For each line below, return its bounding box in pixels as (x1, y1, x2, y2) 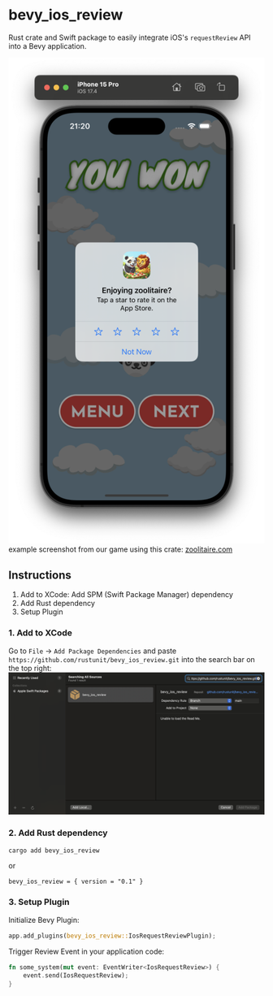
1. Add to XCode (8, 627, 73, 639)
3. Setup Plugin (8, 896, 71, 907)
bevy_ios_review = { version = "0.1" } (8, 877, 144, 886)
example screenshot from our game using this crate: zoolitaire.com (8, 544, 233, 554)
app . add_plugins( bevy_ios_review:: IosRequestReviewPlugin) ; (8, 932, 217, 940)
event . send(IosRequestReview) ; (23, 972, 129, 980)
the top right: (8, 663, 52, 673)
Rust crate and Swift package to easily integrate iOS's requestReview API (8, 32, 251, 42)
